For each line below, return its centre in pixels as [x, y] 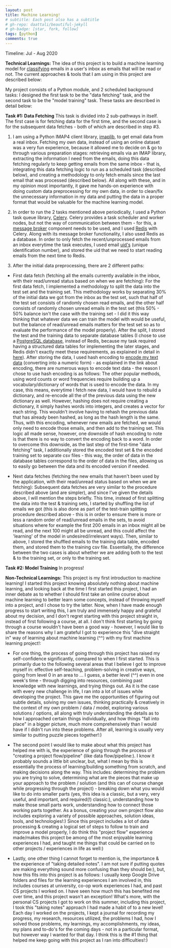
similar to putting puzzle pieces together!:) [57, 735]
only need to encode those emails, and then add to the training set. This [88, 428]
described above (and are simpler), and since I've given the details [83, 492]
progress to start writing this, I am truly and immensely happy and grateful [83, 610]
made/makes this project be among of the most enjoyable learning [82, 837]
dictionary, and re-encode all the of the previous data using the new [84, 395]
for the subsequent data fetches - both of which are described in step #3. [83, 127]
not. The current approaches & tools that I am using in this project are [78, 74]
